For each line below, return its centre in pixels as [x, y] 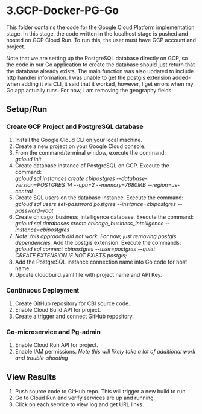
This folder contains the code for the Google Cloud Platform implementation [100, 27]
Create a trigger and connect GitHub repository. [74, 316]
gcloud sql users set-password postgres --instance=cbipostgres [96, 204]
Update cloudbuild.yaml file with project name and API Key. [89, 274]
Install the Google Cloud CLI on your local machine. [79, 140]
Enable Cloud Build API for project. [58, 309]
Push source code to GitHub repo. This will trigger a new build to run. [101, 392]
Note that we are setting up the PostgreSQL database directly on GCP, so [97, 58]
